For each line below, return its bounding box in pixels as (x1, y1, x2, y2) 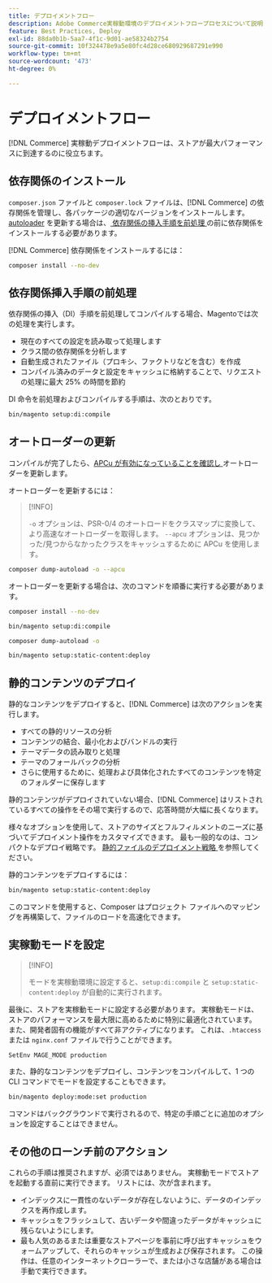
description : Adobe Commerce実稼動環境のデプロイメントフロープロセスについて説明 (8, 20, 264, 28)
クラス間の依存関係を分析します (19, 346, 127, 356)
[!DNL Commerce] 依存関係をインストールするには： (8, 245, 185, 254)
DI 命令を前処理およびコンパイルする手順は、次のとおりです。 (8, 394, 217, 404)
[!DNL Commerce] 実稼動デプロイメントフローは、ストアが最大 (8, 137, 221, 147)
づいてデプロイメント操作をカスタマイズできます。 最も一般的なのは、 (8, 833, 244, 842)
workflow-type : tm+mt (8, 50, 82, 58)
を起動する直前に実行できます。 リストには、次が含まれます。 (8, 1178, 216, 1188)
